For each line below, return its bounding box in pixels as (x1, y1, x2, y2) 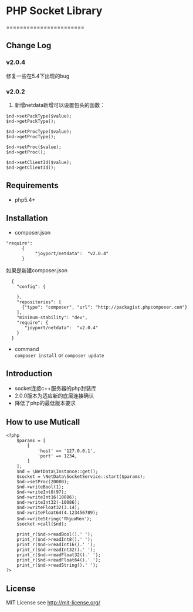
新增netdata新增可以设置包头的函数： (14, 101, 106, 108)
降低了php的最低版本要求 (14, 400, 76, 407)
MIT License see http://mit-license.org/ (6, 598, 101, 606)
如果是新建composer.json (6, 266, 68, 274)
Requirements (6, 180, 59, 190)
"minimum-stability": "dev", (16, 315, 88, 320)
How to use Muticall (6, 417, 80, 427)
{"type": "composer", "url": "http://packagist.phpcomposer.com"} (21, 304, 188, 310)
